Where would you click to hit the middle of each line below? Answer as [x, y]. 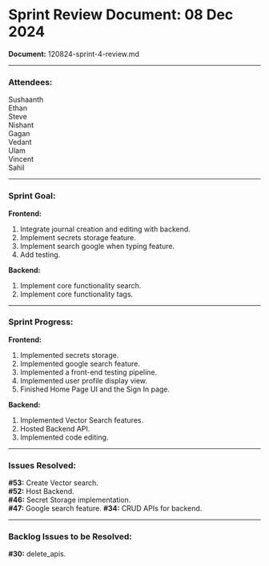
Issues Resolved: [42, 465]
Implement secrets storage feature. [78, 237]
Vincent [21, 159]
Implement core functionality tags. [76, 294]
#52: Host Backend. [41, 492]
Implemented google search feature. [80, 363]
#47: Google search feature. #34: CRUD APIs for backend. [105, 508]
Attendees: [30, 82]
